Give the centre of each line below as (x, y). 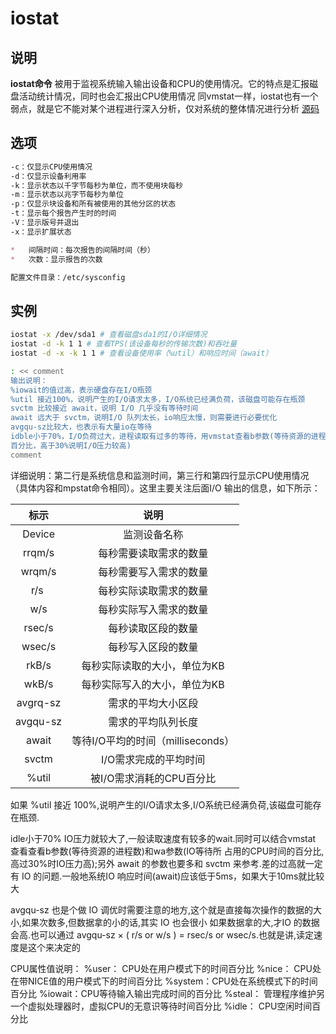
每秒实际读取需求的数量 (153, 590)
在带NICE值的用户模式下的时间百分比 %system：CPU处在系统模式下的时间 (164, 981)
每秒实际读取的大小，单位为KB (153, 665)
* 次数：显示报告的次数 (56, 259)
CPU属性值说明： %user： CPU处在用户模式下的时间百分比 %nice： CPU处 (166, 968)
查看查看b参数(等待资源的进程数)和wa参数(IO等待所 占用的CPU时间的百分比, (167, 851)
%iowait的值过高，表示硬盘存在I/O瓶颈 (81, 390)
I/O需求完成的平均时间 (153, 759)
